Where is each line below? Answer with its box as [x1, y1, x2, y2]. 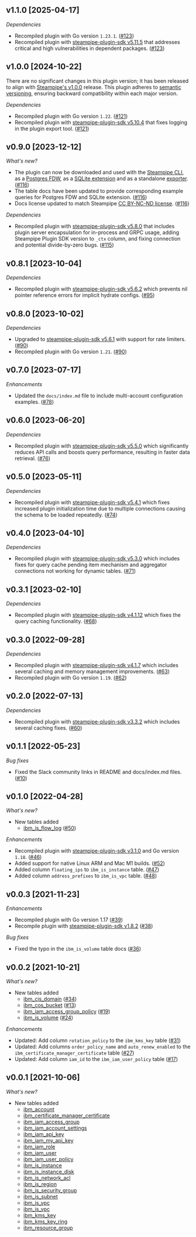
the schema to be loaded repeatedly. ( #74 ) [14, 511, 118, 518]
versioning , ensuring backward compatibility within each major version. [6, 90, 178, 97]
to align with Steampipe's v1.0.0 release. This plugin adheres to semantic [6, 83, 181, 90]
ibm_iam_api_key [23, 1130, 64, 1138]
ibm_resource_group [23, 1224, 73, 1231]
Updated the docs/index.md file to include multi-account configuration [14, 392, 183, 399]
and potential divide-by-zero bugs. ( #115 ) [14, 241, 114, 249]
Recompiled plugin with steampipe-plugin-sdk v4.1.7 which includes [14, 661, 178, 668]
